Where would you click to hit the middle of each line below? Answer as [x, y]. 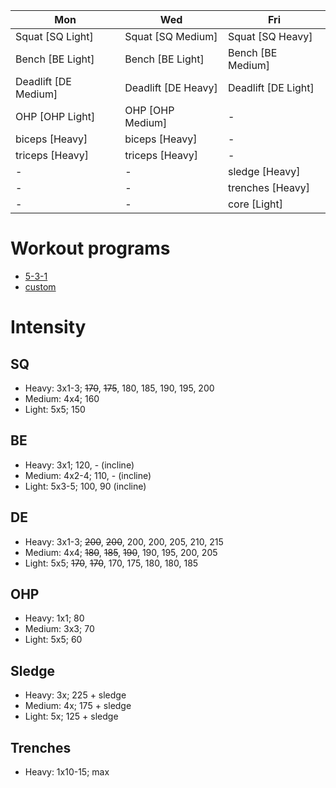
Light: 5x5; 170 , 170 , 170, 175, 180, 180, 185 [111, 563]
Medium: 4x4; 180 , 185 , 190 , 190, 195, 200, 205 [121, 552]
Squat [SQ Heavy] [270, 36]
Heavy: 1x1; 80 [54, 618]
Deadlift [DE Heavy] [171, 87]
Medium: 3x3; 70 [59, 629]
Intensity [48, 327]
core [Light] [255, 204]
